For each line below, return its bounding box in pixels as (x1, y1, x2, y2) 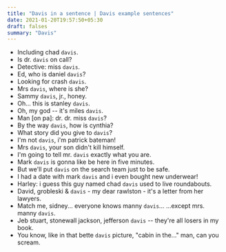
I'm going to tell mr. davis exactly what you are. (17, 151, 152, 159)
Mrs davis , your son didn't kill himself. (17, 143, 125, 151)
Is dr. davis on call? (17, 56, 72, 64)
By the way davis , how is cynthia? (17, 121, 114, 129)
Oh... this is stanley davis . (17, 99, 91, 107)
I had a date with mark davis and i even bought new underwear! (17, 173, 198, 181)
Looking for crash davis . (17, 77, 87, 86)
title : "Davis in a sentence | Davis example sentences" (7, 10, 174, 17)
